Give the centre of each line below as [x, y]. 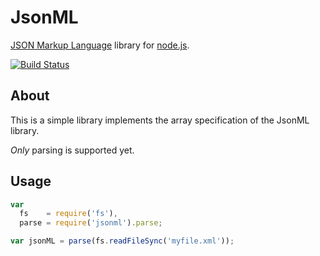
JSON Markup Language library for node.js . [100, 45]
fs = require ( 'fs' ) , [68, 214]
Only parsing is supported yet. [72, 150]
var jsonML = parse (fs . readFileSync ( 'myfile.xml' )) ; [122, 241]
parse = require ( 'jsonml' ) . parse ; [91, 223]
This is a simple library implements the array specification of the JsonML [160, 120]
